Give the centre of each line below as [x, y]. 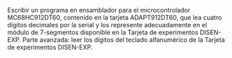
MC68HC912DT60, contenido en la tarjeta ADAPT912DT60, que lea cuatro [115, 17]
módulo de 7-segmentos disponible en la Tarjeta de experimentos [103, 32]
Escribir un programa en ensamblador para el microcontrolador [99, 10]
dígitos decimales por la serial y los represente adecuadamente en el [107, 25]
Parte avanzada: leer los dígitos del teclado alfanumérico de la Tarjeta [124, 40]
